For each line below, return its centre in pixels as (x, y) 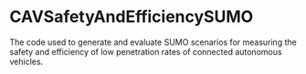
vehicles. (26, 61)
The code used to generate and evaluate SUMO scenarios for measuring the (153, 42)
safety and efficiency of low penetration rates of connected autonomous (146, 51)
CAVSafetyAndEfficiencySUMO (132, 17)
